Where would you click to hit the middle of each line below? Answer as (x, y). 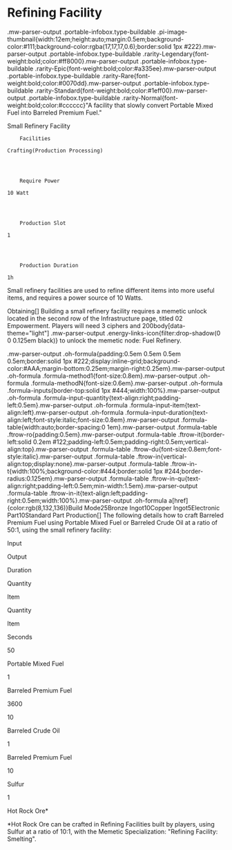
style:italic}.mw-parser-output (50, 456)
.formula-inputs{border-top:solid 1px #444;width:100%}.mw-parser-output (114, 390)
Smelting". (22, 839)
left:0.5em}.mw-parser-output (50, 405)
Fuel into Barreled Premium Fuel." (55, 113)
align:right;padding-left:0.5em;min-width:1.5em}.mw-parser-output (103, 485)
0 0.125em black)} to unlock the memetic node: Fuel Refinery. (94, 340)
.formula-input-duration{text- (167, 412)
